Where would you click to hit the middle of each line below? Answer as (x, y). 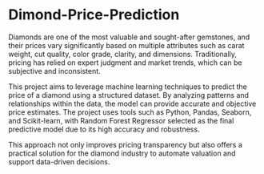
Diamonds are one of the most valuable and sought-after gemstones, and (129, 37)
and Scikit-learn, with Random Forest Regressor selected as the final (121, 120)
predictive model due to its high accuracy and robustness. (104, 129)
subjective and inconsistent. (55, 71)
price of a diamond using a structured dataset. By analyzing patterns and (129, 95)
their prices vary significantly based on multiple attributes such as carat (126, 45)
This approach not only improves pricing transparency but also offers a (125, 144)
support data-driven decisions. (59, 161)
